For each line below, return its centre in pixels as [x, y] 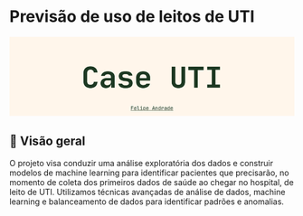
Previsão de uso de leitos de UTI [132, 17]
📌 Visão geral [47, 141]
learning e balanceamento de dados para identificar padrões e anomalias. [147, 202]
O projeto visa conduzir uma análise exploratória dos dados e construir [142, 163]
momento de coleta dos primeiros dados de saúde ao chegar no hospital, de [151, 182]
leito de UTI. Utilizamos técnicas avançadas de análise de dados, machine [147, 192]
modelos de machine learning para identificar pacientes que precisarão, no [149, 173]
